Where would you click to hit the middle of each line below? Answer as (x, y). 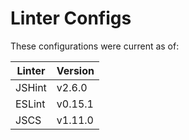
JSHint (31, 87)
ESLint (30, 104)
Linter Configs (71, 18)
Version (75, 70)
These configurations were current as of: (95, 46)
